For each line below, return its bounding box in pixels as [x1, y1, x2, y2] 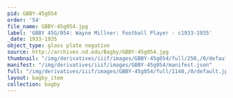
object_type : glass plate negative [7, 42, 110, 49]
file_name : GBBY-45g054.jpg [7, 23, 89, 30]
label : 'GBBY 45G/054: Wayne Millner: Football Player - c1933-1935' [7, 29, 213, 37]
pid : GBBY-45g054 [7, 10, 58, 17]
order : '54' [7, 17, 42, 23]
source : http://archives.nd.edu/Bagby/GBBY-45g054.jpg [7, 49, 169, 56]
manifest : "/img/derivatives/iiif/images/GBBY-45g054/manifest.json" [7, 61, 213, 68]
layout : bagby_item [7, 74, 64, 81]
